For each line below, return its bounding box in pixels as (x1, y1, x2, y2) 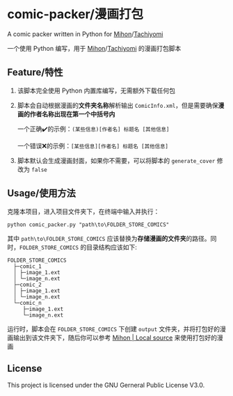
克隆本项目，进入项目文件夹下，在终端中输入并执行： (7, 207, 160, 216)
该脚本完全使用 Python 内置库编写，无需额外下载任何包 (17, 86, 176, 95)
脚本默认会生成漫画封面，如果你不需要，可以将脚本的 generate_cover (17, 156, 216, 164)
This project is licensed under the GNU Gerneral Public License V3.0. (7, 381, 205, 390)
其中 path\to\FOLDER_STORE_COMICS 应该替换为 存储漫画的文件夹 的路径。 (7, 234, 211, 242)
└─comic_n (13, 299, 42, 306)
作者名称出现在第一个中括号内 (29, 109, 115, 118)
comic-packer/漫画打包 (7, 6, 144, 22)
